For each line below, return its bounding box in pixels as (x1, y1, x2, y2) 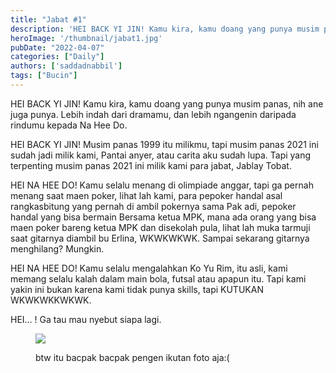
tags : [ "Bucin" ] (10, 71, 78, 81)
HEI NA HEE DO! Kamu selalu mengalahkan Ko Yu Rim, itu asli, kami (10, 262, 288, 274)
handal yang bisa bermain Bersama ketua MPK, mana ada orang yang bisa (10, 211, 317, 223)
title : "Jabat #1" (10, 14, 87, 25)
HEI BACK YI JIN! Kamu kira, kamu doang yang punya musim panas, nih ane (10, 97, 324, 110)
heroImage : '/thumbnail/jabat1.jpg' (10, 33, 163, 43)
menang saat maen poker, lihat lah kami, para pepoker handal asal (10, 189, 283, 201)
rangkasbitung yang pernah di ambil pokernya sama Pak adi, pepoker (10, 200, 297, 212)
